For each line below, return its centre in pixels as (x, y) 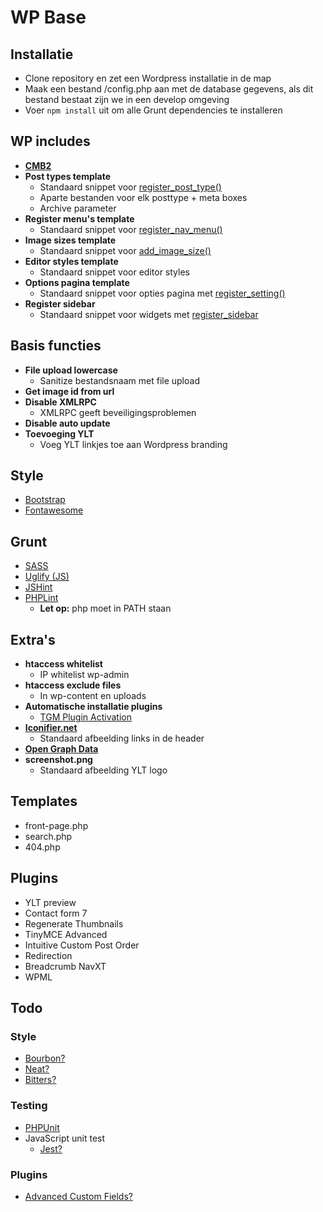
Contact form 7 (56, 913)
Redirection (48, 955)
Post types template (67, 176)
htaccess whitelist (63, 664)
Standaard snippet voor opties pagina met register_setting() (162, 293)
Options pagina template (77, 282)
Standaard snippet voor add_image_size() (125, 250)
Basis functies (56, 346)
